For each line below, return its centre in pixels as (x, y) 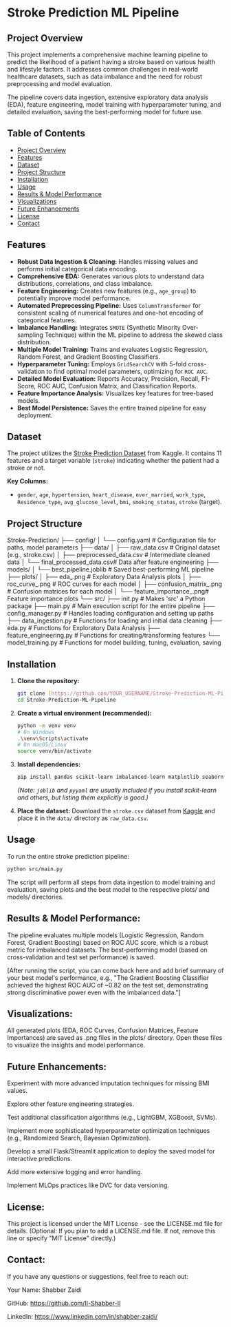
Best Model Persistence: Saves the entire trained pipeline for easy (112, 408)
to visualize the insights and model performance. (76, 1045)
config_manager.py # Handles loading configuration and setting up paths (111, 614)
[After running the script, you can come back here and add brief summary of (115, 970)
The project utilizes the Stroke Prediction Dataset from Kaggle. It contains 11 (114, 453)
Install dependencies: (49, 764)
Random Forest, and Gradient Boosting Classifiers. (88, 357)
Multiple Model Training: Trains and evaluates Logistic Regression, (112, 349)
